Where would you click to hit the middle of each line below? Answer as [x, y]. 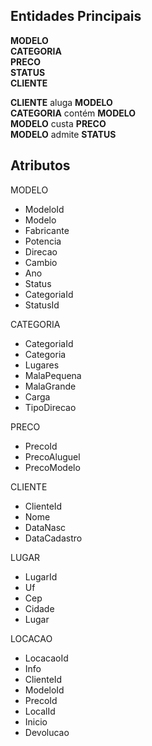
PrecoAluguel [52, 456]
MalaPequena [53, 375]
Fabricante [47, 230]
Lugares [42, 365]
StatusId [42, 305]
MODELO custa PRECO [58, 123]
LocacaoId [46, 658]
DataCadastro [53, 538]
